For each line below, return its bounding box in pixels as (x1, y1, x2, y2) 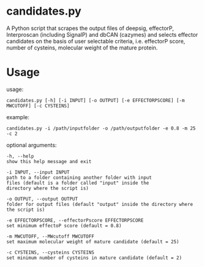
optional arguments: (6, 141, 57, 148)
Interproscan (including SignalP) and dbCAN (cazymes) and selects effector (6, 31, 198, 38)
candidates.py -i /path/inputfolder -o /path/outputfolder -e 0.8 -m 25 (6, 125, 196, 131)
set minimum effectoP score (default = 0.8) (6, 222, 122, 229)
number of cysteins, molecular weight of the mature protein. (6, 44, 158, 51)
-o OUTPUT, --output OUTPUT (6, 196, 78, 202)
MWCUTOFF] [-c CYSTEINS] (6, 103, 70, 109)
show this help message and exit (6, 158, 92, 164)
